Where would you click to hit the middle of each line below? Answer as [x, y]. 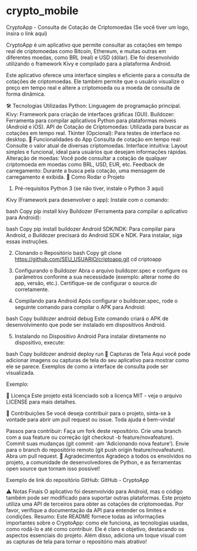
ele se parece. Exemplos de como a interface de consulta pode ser [87, 366]
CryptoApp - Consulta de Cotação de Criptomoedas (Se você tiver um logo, [98, 27]
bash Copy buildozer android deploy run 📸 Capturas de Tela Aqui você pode [98, 354]
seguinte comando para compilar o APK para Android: [80, 307]
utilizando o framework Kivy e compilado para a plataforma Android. [89, 64]
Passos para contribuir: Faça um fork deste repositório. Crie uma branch [94, 431]
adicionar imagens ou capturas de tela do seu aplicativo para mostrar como [98, 360]
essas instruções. [27, 241]
